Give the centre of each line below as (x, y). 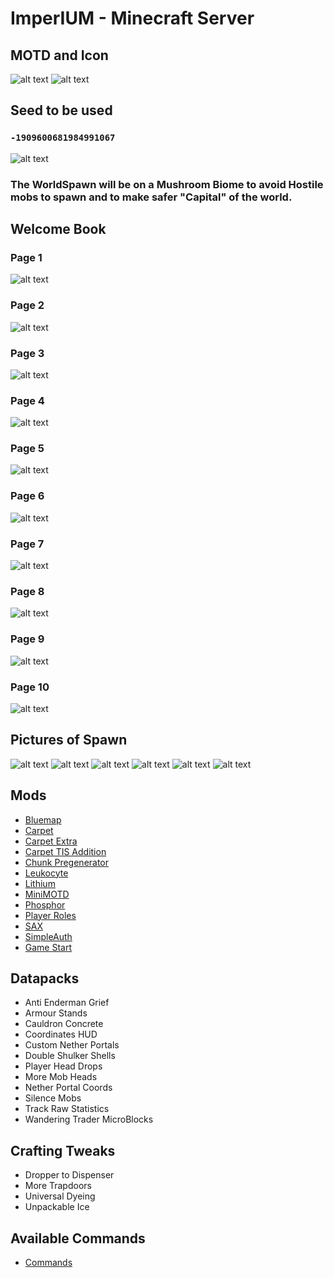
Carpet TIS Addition (65, 851)
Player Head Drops (63, 1066)
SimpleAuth (48, 936)
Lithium (40, 883)
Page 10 (30, 687)
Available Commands (78, 1238)
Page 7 (27, 544)
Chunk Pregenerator (67, 862)
